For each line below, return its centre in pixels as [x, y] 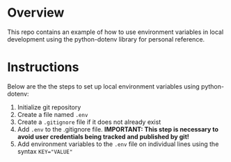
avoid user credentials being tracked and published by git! [103, 136]
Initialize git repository [49, 107]
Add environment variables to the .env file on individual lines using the [118, 144]
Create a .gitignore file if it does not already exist [89, 122]
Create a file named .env [53, 114]
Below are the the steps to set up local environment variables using [103, 86]
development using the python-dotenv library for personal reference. [106, 39]
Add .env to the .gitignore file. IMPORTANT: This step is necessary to [118, 129]
